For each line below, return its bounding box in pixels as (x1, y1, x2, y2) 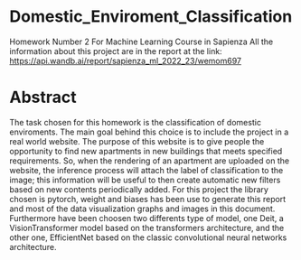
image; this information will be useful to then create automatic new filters (9, 174, 281, 185)
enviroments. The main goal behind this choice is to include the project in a (9, 126, 289, 137)
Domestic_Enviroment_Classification (9, 6, 293, 27)
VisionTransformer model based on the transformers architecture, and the (9, 222, 285, 233)
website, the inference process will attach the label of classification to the (9, 164, 284, 175)
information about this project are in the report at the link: (9, 45, 223, 56)
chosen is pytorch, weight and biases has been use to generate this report (9, 193, 287, 204)
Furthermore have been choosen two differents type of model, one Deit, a (9, 212, 285, 223)
